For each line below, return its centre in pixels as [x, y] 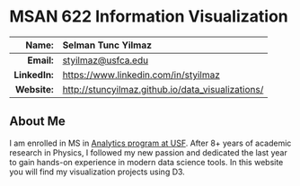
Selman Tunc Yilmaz [107, 45]
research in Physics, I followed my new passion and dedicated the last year [148, 152]
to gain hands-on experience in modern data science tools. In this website [146, 162]
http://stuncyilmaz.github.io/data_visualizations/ [163, 89]
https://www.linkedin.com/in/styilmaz [141, 75]
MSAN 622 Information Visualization [149, 17]
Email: [40, 60]
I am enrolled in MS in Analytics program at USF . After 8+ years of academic [150, 143]
